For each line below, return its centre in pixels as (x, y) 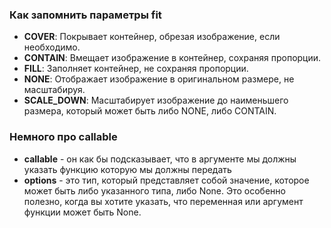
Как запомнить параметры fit (85, 15)
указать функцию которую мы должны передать (127, 169)
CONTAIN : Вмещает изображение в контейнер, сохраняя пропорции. (172, 58)
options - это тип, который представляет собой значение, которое (166, 180)
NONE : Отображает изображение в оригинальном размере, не (159, 79)
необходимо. (52, 47)
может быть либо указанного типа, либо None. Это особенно (154, 190)
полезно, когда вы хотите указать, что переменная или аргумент (163, 201)
